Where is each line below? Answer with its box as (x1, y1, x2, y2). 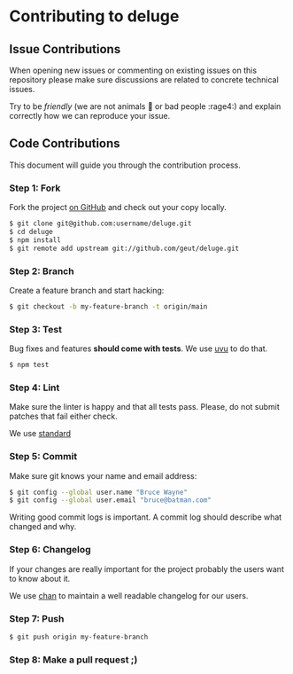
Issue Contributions (9, 42, 121, 57)
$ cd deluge (9, 227, 53, 236)
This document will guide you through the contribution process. (9, 160, 241, 170)
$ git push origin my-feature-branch (9, 632, 149, 641)
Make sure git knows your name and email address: (9, 470, 197, 481)
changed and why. (9, 521, 77, 532)
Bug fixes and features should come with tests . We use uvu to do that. (9, 343, 268, 354)
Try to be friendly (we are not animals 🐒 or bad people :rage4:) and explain (9, 101, 281, 112)
